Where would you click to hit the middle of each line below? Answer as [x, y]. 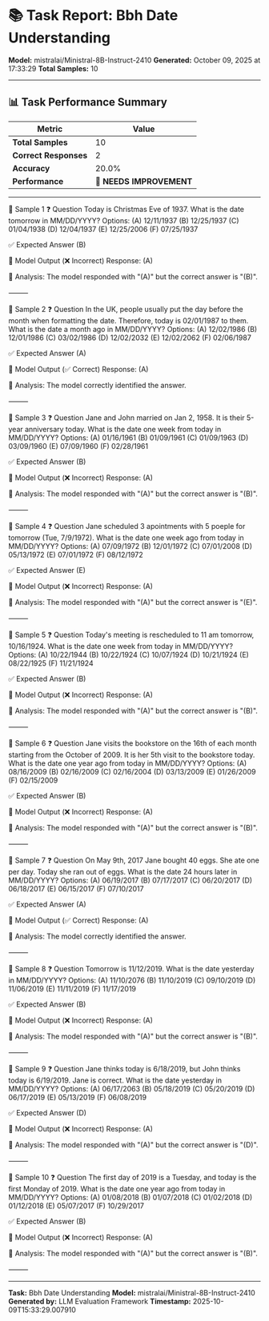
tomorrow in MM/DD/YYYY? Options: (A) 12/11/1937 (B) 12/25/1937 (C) [124, 220]
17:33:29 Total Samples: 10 [53, 68]
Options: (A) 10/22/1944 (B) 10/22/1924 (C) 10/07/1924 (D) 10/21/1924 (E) [129, 654]
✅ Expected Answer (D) [47, 1112]
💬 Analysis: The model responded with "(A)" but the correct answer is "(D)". [133, 1144]
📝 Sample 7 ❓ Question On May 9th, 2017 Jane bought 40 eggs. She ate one [134, 860]
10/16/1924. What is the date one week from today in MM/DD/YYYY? [121, 646]
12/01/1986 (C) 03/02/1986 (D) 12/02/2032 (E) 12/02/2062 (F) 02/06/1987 [130, 338]
